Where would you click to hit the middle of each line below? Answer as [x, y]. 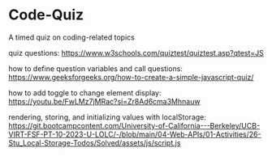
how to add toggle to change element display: [85, 93]
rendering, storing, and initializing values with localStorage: [108, 117]
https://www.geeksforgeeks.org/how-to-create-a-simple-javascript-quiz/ [131, 77]
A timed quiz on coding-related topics [72, 37]
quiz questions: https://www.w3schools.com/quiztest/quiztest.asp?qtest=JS [136, 53]
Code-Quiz [46, 15]
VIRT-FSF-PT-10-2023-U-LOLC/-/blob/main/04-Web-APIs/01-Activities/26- [135, 134]
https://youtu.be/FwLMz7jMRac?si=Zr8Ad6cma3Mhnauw [104, 101]
